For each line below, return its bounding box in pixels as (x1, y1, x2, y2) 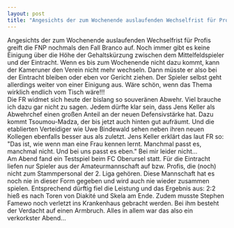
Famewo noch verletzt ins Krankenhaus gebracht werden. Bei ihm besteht (7, 199, 219, 207)
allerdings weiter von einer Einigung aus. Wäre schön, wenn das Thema (7, 80, 212, 89)
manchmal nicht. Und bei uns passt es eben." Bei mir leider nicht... (7, 147, 198, 155)
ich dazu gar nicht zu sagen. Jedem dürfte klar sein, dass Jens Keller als (7, 102, 215, 111)
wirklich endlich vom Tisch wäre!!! (7, 88, 105, 96)
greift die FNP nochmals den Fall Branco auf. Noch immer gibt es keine (7, 43, 210, 52)
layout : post (7, 10, 45, 17)
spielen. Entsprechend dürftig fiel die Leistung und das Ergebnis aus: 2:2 (7, 184, 216, 192)
